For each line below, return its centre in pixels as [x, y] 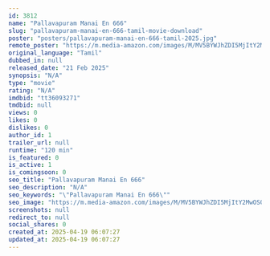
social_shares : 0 [37, 225]
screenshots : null [39, 209]
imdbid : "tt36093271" [45, 98]
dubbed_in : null [35, 61]
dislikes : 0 [28, 128]
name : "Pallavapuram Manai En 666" [68, 23]
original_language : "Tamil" [55, 53]
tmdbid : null [30, 105]
